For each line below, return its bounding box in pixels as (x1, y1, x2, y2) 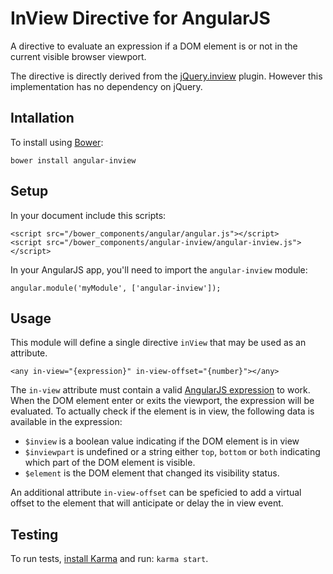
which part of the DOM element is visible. (24, 457, 196, 469)
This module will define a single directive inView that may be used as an (10, 337, 307, 349)
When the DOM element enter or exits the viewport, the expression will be (10, 395, 315, 407)
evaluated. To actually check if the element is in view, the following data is (10, 405, 315, 417)
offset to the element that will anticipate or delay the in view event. (10, 497, 284, 509)
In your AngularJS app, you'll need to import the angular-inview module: (10, 263, 308, 276)
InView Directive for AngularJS (10, 7, 271, 30)
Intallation (10, 110, 75, 127)
